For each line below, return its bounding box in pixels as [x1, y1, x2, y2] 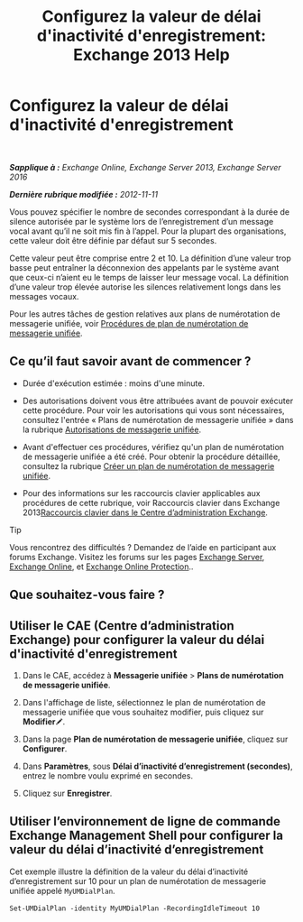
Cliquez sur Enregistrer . [22, 788, 113, 798]
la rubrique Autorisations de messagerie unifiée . [22, 424, 201, 435]
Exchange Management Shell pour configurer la [9, 828, 284, 844]
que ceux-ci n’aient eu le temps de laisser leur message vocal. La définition [9, 272, 289, 282]
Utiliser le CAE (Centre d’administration [9, 618, 234, 633]
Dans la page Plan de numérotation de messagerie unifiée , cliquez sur [22, 733, 289, 744]
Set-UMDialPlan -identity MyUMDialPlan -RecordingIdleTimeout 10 [9, 904, 260, 913]
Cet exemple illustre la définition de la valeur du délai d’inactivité [9, 866, 249, 877]
